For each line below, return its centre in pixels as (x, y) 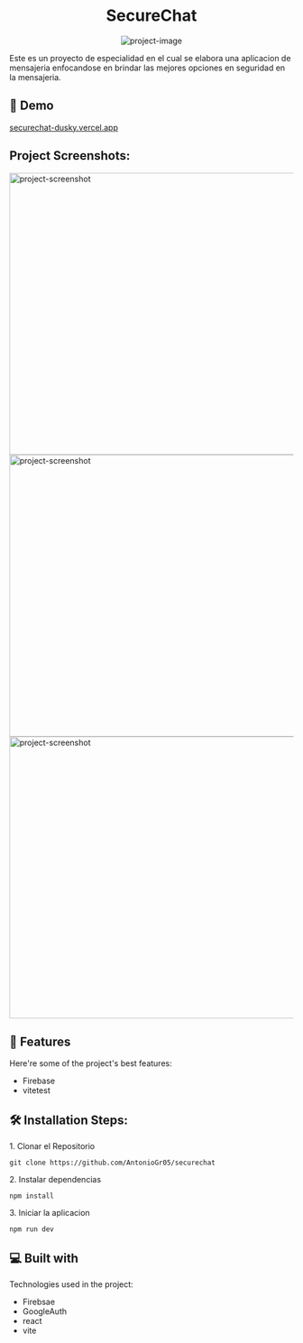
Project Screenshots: (70, 156)
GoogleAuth (45, 1311)
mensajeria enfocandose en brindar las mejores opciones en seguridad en (147, 68)
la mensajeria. (35, 77)
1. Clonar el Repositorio (52, 1146)
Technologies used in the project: (71, 1284)
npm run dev (32, 1229)
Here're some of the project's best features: (91, 1063)
